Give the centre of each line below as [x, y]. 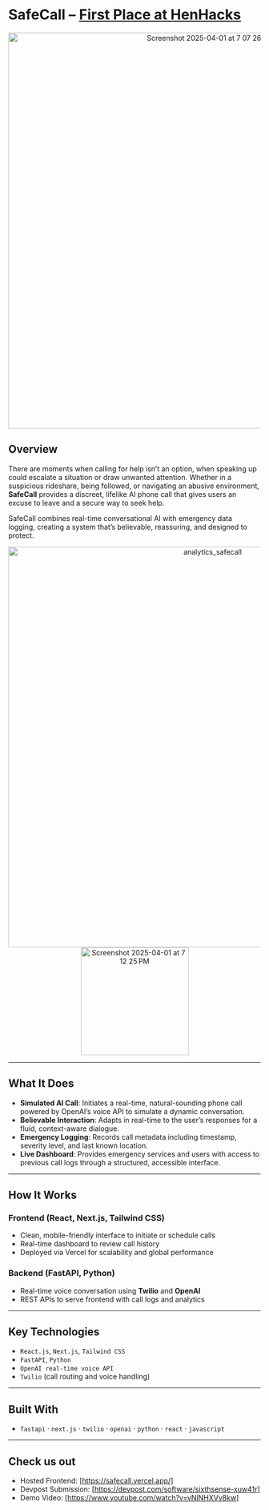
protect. [21, 535]
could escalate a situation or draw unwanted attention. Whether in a [120, 477]
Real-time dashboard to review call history [90, 1244]
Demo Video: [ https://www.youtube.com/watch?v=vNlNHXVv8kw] [129, 1497]
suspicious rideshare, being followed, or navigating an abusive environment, [134, 486]
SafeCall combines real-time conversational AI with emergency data [120, 518]
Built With [33, 1409]
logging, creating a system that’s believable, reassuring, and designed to [128, 527]
